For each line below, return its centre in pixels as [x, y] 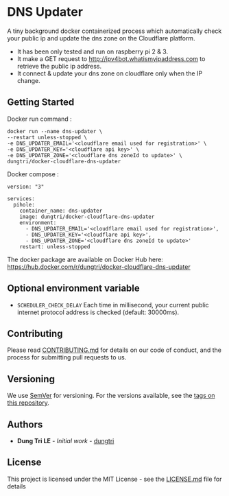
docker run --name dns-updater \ [55, 131]
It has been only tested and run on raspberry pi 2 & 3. [93, 51]
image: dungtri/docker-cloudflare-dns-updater [87, 217]
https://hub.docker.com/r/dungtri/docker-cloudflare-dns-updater [99, 267]
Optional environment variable [74, 288]
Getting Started [41, 103]
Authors [25, 424]
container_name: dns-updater [61, 211]
